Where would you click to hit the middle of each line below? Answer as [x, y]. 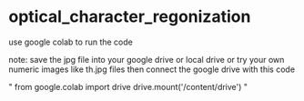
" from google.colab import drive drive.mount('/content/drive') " [128, 86]
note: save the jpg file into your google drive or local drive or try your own [147, 59]
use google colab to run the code [71, 42]
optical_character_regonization [130, 17]
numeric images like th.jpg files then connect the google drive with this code [152, 69]
